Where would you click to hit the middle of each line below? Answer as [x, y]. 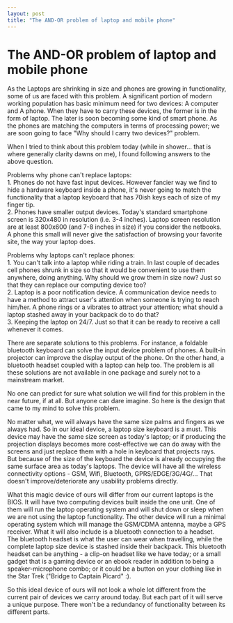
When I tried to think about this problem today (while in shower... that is [109, 147]
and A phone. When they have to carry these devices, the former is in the [112, 111]
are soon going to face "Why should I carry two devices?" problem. [104, 133]
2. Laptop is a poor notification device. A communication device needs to [112, 292]
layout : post [26, 14]
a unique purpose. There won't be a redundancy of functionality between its [116, 605]
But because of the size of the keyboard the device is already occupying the [116, 459]
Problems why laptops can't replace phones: [71, 255]
